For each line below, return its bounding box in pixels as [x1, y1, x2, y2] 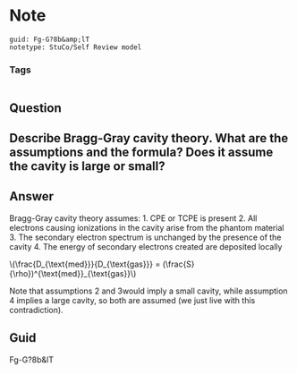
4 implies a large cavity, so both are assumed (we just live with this [9, 294, 256, 305]
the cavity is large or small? [9, 158, 165, 174]
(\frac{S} [162, 259, 195, 269]
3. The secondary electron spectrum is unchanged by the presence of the [9, 232, 282, 242]
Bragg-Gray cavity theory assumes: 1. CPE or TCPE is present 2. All [9, 212, 258, 224]
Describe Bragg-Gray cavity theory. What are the [9, 131, 289, 146]
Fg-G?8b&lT [9, 354, 55, 365]
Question [9, 100, 62, 115]
